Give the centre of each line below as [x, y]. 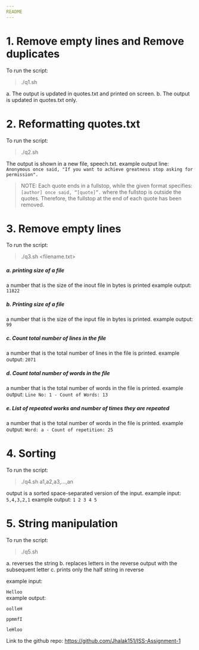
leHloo [14, 630]
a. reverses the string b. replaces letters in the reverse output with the [92, 564]
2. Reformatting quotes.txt [73, 124]
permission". [22, 174]
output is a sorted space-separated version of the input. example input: [94, 493]
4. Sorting [31, 454]
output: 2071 [21, 360]
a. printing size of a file [35, 270]
